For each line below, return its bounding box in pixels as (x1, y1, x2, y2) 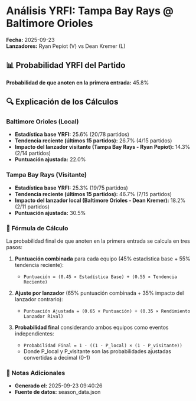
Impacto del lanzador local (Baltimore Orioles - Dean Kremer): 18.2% (14, 197, 186, 204)
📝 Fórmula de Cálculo (6, 224, 68, 232)
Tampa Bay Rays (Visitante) (6, 171, 87, 179)
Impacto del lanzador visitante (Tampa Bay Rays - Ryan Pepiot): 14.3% (14, 144, 191, 151)
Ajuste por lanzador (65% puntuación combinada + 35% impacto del (14, 289, 184, 296)
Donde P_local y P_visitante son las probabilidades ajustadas (23, 348, 171, 355)
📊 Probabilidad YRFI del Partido (6, 60, 126, 70)
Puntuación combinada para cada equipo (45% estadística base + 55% (14, 255, 191, 262)
